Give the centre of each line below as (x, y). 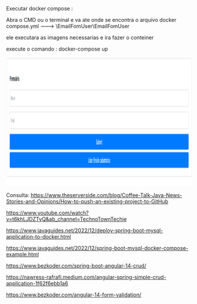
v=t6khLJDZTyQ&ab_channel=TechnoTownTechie (66, 219)
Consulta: (18, 195)
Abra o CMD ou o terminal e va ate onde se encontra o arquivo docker (91, 20)
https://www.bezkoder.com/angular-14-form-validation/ (74, 295)
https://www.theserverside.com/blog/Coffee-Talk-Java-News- (106, 195)
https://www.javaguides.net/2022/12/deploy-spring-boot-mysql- (85, 230)
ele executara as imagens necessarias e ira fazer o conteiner (80, 37)
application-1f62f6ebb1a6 (37, 283)
